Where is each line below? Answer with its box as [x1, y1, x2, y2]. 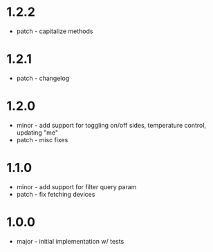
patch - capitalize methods [16, 27, 93, 35]
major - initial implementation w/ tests [16, 237, 124, 245]
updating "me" [16, 128, 59, 137]
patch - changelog [16, 74, 70, 82]
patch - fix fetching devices [16, 190, 95, 198]
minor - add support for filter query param [16, 182, 137, 191]
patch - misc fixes [16, 135, 68, 144]
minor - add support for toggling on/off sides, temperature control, [16, 121, 207, 129]
